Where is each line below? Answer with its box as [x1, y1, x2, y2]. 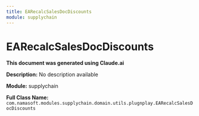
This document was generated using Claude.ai [6, 59, 125, 67]
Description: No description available [6, 71, 98, 78]
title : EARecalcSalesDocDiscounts [6, 8, 92, 15]
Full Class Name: [6, 94, 49, 101]
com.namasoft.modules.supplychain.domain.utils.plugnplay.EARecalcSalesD [6, 101, 194, 106]
